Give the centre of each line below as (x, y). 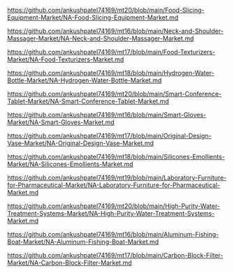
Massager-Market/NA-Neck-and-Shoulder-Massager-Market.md (101, 38)
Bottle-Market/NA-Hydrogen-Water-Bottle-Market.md (85, 80)
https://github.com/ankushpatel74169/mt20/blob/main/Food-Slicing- (106, 10)
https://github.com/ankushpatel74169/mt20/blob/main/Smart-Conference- (115, 94)
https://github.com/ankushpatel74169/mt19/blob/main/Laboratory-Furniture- (117, 178)
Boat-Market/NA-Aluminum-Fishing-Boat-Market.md (83, 242)
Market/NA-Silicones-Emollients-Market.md (71, 164)
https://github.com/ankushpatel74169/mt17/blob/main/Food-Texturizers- (111, 52)
